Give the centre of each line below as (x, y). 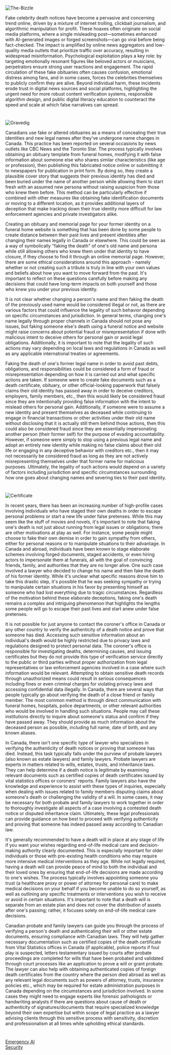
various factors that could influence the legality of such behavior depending (85, 310)
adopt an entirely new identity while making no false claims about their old (83, 445)
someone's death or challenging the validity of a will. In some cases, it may (84, 797)
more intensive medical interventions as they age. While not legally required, (86, 862)
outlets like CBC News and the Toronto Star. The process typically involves (84, 149)
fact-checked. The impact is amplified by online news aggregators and (80, 45)
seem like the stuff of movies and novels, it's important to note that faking (83, 522)
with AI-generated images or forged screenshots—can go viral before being (85, 39)
